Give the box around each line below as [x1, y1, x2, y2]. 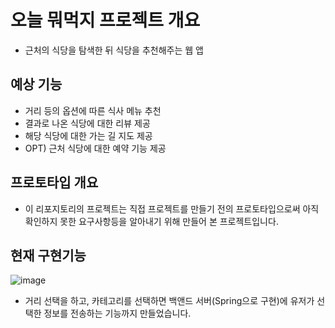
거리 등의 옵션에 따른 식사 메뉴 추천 [24, 104, 162, 116]
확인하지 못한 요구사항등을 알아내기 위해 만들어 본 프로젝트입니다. [24, 215, 279, 227]
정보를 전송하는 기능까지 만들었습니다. [43, 307, 192, 320]
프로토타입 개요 [10, 174, 99, 191]
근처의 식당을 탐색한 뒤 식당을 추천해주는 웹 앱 [24, 44, 204, 56]
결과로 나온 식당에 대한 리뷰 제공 [24, 117, 151, 129]
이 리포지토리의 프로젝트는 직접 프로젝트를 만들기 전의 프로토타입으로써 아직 [24, 202, 320, 215]
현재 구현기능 [10, 247, 87, 264]
